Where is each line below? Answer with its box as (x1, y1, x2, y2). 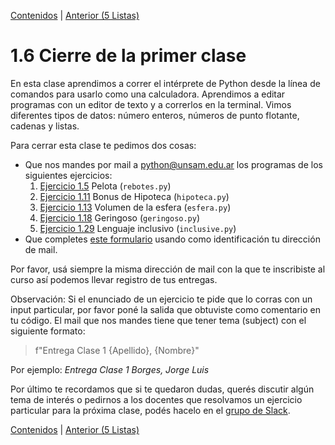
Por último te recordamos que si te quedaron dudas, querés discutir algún (10, 383, 315, 395)
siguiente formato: (10, 325, 86, 337)
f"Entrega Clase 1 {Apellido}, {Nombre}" (34, 344, 200, 356)
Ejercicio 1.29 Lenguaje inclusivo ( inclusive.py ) (39, 222, 237, 234)
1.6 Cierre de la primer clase (10, 45, 247, 67)
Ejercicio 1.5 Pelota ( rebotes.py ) (39, 180, 172, 192)
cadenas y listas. (10, 120, 80, 132)
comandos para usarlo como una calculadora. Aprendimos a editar (10, 88, 286, 100)
